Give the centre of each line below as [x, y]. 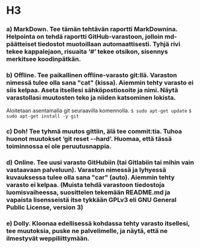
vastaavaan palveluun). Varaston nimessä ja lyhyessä [86, 170]
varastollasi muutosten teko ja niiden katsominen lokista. [91, 98]
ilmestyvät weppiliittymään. [48, 238]
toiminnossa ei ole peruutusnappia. [59, 146]
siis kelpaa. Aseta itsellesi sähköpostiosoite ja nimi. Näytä [92, 90]
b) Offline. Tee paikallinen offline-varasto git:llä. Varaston [92, 75]
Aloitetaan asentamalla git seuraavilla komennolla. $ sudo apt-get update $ [99, 111]
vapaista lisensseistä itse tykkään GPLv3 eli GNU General [92, 200]
